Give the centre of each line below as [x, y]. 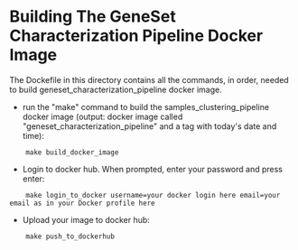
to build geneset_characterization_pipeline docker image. [116, 89]
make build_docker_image [72, 152]
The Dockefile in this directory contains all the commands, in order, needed [149, 79]
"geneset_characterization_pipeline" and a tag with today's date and [149, 126]
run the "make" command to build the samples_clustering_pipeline [145, 106]
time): [33, 135]
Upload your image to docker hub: [86, 219]
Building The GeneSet [93, 17]
